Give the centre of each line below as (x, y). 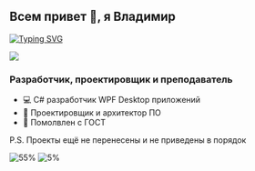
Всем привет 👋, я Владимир (92, 17)
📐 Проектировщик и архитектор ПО (92, 113)
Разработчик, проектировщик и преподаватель (121, 79)
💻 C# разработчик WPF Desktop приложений (112, 100)
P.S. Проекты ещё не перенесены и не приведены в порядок (128, 140)
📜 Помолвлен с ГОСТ (64, 123)
